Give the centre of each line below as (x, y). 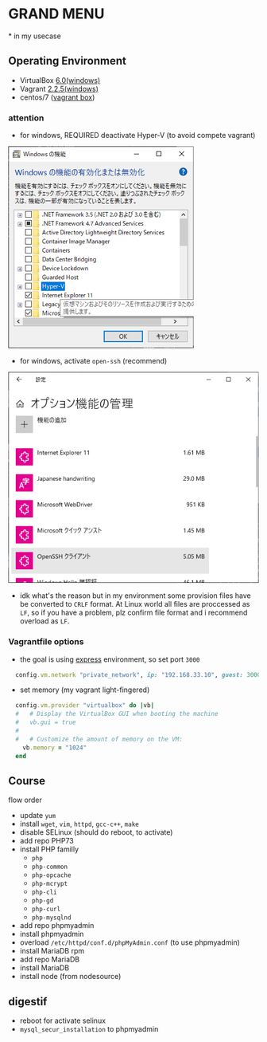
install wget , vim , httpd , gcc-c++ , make (79, 824)
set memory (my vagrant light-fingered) (85, 690)
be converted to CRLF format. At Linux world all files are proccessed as (135, 604)
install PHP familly (49, 849)
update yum (38, 816)
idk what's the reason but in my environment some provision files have (135, 596)
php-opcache (51, 875)
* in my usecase (35, 36)
